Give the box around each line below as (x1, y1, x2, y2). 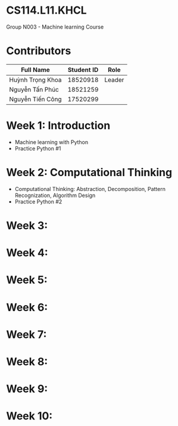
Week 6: (6, 300, 48, 314)
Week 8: (6, 355, 48, 368)
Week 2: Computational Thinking (6, 166, 173, 179)
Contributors (6, 44, 71, 58)
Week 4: (6, 246, 49, 259)
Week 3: (6, 218, 48, 232)
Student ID (67, 65, 99, 74)
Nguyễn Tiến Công (9, 95, 62, 103)
